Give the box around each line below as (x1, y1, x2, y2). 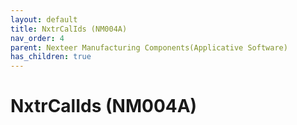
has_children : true (10, 52, 92, 62)
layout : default (10, 14, 78, 25)
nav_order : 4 (10, 33, 65, 43)
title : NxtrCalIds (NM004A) (10, 24, 128, 34)
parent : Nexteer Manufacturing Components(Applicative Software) (10, 42, 288, 53)
